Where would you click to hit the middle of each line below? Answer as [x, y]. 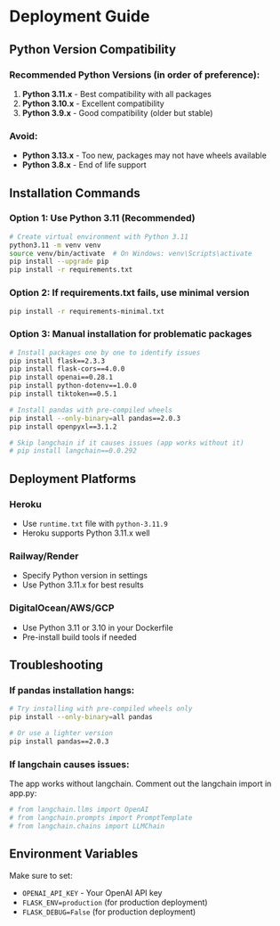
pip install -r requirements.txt [71, 270]
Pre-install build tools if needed [80, 637]
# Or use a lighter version [61, 733]
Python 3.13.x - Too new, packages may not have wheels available [144, 156]
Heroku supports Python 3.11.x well [86, 533]
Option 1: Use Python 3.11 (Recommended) [102, 218]
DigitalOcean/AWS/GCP [62, 608]
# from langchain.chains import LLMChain [87, 826]
